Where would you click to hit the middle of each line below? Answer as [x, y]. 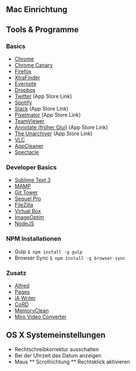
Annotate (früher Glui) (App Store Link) [61, 128]
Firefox [23, 71]
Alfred [22, 286]
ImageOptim [29, 217]
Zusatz [16, 273]
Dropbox [25, 90]
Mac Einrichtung [37, 10]
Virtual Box [28, 211]
